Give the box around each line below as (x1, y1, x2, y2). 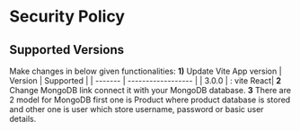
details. (9, 114, 37, 124)
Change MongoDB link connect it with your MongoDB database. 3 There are (9, 85, 292, 95)
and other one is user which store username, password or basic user (9, 104, 264, 114)
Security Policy (9, 6, 126, 27)
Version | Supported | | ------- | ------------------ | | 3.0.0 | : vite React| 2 (9, 75, 281, 86)
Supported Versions (9, 42, 124, 57)
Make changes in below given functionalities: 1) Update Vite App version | (9, 65, 282, 76)
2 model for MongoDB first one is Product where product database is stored (9, 94, 291, 105)
